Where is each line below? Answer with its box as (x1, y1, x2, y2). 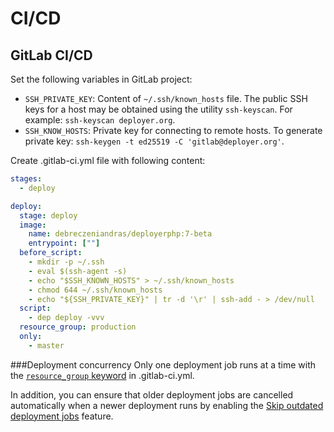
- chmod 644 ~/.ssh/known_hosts (28, 285, 163, 295)
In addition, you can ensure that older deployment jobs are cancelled (10, 388, 294, 401)
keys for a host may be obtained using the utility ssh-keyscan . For (24, 103, 293, 115)
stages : (10, 174, 43, 184)
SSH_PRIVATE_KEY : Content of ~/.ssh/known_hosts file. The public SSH (24, 93, 308, 104)
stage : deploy (19, 210, 78, 221)
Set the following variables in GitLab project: (10, 73, 193, 85)
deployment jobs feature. (10, 410, 114, 422)
